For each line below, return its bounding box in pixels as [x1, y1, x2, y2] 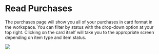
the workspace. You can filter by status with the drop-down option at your [5, 24, 154, 30]
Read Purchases [5, 3, 73, 14]
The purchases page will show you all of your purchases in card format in [5, 19, 153, 25]
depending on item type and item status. [5, 35, 86, 40]
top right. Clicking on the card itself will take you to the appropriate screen [5, 29, 155, 35]
